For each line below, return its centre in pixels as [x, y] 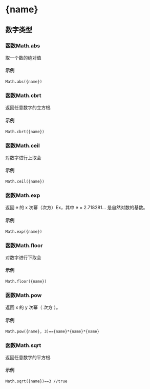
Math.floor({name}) [26, 282]
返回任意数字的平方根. [29, 357]
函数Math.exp [23, 195]
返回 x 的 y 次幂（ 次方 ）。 [33, 307]
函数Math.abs [23, 46]
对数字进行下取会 [23, 257]
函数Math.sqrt [23, 345]
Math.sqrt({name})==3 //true [36, 381]
